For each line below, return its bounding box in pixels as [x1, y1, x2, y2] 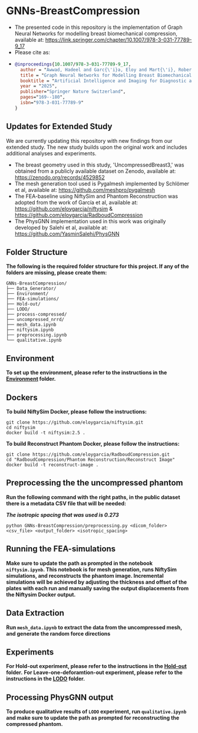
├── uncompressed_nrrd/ [6, 317, 65, 323]
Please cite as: [14, 48, 50, 55]
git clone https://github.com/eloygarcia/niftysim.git [6, 420, 144, 426]
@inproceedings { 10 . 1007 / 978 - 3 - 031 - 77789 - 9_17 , [14, 61, 131, 67]
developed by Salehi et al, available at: [14, 224, 108, 231]
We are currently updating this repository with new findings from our [6, 137, 173, 144]
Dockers [6, 392, 38, 403]
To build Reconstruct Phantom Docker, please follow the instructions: [6, 440, 180, 447]
